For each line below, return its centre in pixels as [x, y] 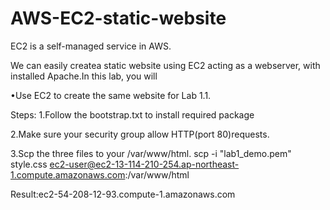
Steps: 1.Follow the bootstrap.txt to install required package [132, 114]
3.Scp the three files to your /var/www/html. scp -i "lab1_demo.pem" [151, 153]
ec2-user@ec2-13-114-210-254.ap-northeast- [144, 164]
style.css [29, 164]
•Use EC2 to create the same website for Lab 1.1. [111, 95]
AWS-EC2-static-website [118, 18]
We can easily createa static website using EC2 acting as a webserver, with [165, 65]
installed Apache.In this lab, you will [84, 76]
